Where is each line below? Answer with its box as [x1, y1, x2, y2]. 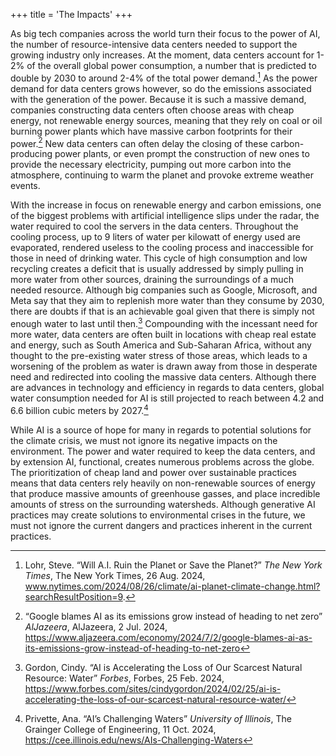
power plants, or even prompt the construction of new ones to [54, 148, 310, 160]
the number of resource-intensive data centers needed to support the [10, 39, 298, 50]
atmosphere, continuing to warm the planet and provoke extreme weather [10, 169, 314, 181]
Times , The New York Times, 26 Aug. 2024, [24, 569, 206, 581]
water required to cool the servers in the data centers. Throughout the [10, 220, 299, 233]
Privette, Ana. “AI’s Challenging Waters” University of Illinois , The [24, 712, 292, 724]
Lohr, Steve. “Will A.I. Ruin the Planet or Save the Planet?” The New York [24, 559, 323, 571]
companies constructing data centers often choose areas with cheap [10, 104, 295, 116]
